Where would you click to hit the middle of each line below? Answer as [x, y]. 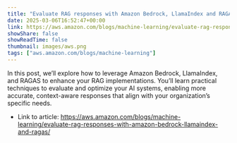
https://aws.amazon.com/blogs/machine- [121, 116]
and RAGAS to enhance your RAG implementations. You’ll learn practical [112, 80]
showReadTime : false [38, 40]
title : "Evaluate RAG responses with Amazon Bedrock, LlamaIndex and [112, 14]
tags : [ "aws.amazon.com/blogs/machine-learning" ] [82, 54]
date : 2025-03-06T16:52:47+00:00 [56, 20]
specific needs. [30, 103]
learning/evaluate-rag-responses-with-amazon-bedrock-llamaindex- [118, 124]
